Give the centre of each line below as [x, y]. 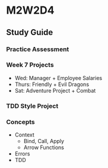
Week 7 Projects [30, 65]
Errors [22, 154]
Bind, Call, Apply [44, 141]
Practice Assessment [38, 49]
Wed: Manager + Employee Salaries [58, 78]
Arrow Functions [44, 148]
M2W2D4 [30, 10]
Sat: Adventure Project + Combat [55, 90]
